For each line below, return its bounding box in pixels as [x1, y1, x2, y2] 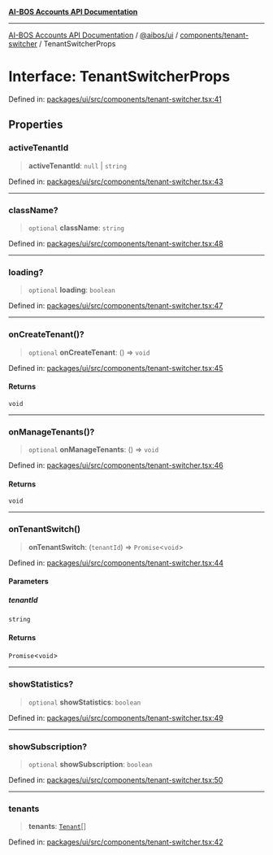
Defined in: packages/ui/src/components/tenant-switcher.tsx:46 [8, 460, 223, 470]
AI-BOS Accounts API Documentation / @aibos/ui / [8, 30, 179, 40]
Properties [8, 118, 63, 132]
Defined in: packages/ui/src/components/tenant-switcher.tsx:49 [8, 713, 223, 722]
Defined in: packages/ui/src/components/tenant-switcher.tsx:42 [8, 837, 223, 847]
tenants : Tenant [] [28, 822, 87, 831]
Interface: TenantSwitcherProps [8, 68, 230, 86]
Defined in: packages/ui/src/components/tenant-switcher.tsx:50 [8, 774, 223, 784]
